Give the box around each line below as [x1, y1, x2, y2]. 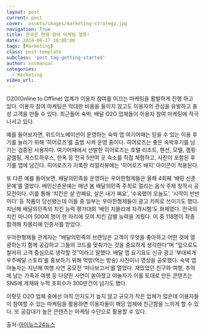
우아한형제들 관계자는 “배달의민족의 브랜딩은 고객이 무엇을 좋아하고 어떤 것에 [6, 233, 189, 241]
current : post [6, 15, 43, 21]
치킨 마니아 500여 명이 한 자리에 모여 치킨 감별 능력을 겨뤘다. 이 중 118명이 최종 [6, 213, 195, 221]
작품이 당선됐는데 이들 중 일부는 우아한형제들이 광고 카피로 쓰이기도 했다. [25, 197, 199, 205]
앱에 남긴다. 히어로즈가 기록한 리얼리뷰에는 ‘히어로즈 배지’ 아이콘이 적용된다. [17, 162, 199, 169]
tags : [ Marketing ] [6, 44, 53, 50]
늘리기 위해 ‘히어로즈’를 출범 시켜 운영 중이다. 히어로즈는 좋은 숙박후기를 [17, 139, 189, 146]
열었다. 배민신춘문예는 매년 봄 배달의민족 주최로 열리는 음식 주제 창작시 [24, 182, 193, 190]
